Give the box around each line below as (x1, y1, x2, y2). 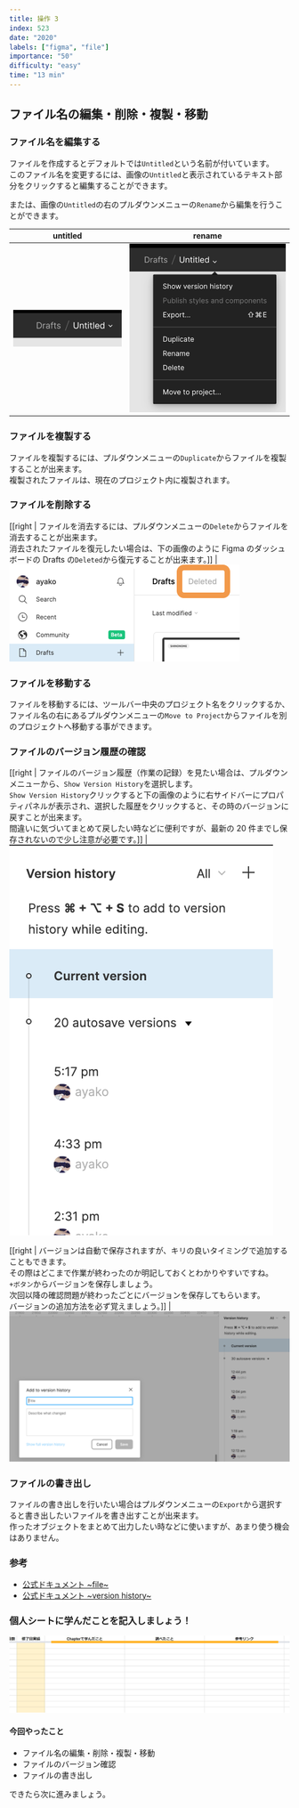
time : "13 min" (9, 71, 66, 80)
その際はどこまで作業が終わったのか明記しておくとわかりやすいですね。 (9, 1268, 274, 1278)
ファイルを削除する (9, 499, 92, 511)
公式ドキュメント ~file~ (21, 1578, 109, 1589)
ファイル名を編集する (9, 136, 101, 149)
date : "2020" (9, 33, 58, 42)
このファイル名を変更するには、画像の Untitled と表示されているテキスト (9, 169, 275, 180)
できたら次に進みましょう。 (9, 1788, 111, 1799)
